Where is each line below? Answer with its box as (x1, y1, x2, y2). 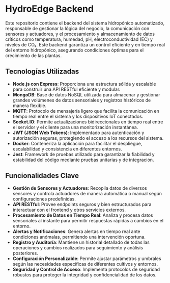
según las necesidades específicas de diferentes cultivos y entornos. (12, 261, 158, 267)
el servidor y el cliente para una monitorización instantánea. (12, 124, 138, 130)
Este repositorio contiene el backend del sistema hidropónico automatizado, (5, 20, 165, 26)
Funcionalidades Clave (5, 171, 79, 180)
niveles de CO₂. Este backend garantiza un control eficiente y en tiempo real (5, 41, 165, 47)
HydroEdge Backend (5, 3, 94, 15)
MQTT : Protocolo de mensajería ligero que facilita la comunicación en (12, 108, 159, 114)
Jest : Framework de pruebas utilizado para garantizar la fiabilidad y (12, 151, 155, 157)
